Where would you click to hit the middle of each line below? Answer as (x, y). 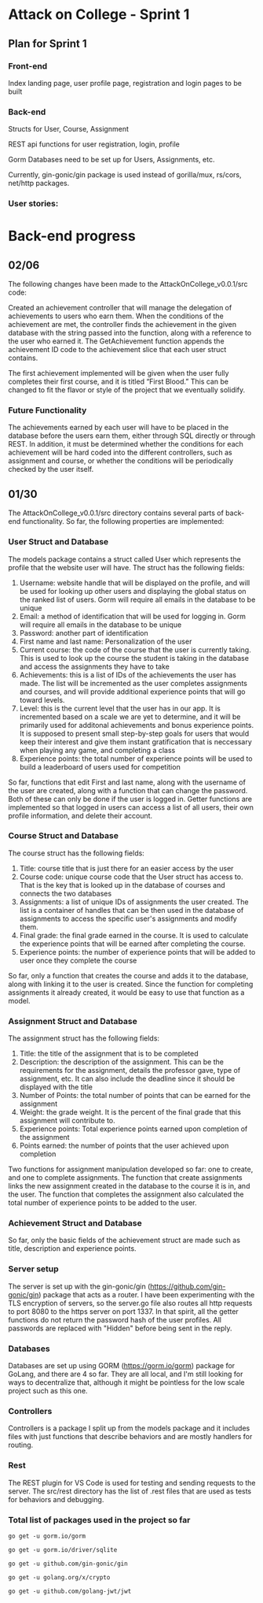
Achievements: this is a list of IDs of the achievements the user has (128, 674)
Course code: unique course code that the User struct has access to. (131, 877)
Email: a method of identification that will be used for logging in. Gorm (132, 616)
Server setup (33, 1269)
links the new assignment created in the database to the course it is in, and (129, 1186)
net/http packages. (39, 184)
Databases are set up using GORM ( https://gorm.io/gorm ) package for (122, 1365)
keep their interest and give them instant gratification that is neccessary (136, 741)
